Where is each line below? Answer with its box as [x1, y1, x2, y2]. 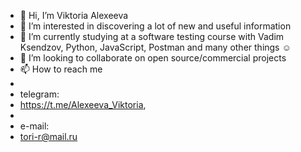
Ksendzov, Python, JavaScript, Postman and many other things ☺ [19, 41, 292, 53]
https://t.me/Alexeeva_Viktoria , [19, 99, 147, 110]
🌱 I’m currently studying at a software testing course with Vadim [19, 31, 285, 42]
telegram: [19, 88, 60, 100]
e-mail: [19, 120, 50, 132]
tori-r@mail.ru [19, 131, 78, 142]
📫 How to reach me [19, 63, 103, 75]
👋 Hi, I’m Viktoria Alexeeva [19, 10, 129, 21]
